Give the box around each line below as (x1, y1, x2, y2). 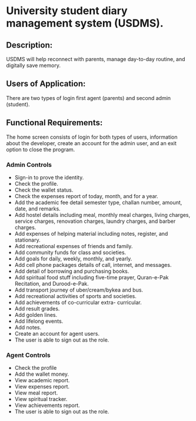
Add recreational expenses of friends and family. (14, 242, 133, 249)
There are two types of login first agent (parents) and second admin (6, 94, 171, 101)
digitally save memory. (6, 62, 61, 69)
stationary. (14, 236, 41, 243)
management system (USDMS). (6, 16, 164, 30)
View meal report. (14, 389, 58, 396)
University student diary (6, 4, 128, 18)
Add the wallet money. (14, 370, 69, 377)
